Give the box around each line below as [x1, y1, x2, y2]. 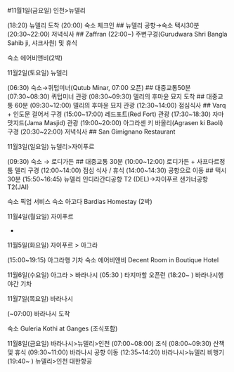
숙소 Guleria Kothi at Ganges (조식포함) [7, 324, 118, 333]
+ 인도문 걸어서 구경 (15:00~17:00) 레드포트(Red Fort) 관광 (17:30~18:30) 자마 [7, 110, 224, 118]
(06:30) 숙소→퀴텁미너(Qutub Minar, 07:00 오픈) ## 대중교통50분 [7, 84, 191, 91]
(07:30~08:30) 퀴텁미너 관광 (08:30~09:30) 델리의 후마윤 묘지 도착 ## [7, 92, 205, 101]
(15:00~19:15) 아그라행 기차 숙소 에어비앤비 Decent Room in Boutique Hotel [7, 256, 219, 264]
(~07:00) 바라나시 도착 [7, 309, 70, 318]
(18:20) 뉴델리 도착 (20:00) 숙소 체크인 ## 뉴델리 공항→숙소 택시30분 [7, 21, 200, 30]
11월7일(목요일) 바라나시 [7, 295, 74, 302]
